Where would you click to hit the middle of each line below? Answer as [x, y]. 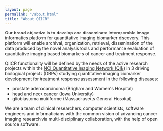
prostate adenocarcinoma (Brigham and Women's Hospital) [73, 89]
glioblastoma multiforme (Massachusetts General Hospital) [72, 99]
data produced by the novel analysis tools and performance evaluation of [80, 49]
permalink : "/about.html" [32, 14]
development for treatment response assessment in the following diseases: [81, 79]
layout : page [19, 10]
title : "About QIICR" [27, 19]
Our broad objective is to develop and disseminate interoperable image [77, 33]
